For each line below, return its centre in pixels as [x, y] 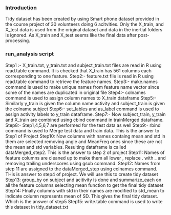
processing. [18, 41]
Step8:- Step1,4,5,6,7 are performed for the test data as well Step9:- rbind [83, 125]
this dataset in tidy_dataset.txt [37, 207]
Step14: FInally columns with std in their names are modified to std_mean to [85, 190]
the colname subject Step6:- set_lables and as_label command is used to [82, 109]
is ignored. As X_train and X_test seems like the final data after [71, 35]
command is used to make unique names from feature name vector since [82, 87]
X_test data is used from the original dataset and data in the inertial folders [84, 30]
